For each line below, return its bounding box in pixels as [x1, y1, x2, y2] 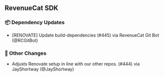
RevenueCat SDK [4, 4, 59, 12]
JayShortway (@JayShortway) [11, 66, 75, 72]
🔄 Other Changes [4, 49, 46, 56]
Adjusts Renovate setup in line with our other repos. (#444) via [11, 61, 140, 67]
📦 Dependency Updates [4, 19, 65, 26]
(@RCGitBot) [11, 37, 38, 43]
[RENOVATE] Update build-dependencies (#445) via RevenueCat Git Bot [11, 32, 159, 38]
